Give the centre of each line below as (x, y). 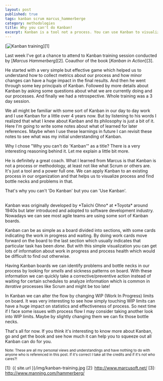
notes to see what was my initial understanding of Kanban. (64, 136)
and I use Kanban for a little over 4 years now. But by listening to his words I (81, 116)
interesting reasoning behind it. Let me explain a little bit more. (67, 151)
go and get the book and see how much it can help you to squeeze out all (78, 336)
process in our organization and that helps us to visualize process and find (80, 176)
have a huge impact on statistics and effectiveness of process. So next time (81, 306)
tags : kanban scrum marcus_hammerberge (45, 19)
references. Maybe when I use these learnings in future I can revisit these (79, 131)
